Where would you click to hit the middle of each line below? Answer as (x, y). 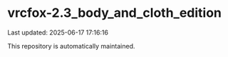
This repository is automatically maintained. (71, 46)
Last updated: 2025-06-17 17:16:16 (58, 32)
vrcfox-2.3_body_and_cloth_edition (115, 13)
